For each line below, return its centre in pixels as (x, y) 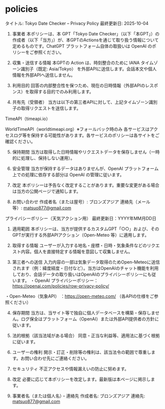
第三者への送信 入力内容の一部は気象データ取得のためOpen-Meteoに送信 (86, 262)
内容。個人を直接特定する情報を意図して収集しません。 (77, 252)
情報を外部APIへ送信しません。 (43, 75)
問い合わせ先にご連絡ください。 (57, 358)
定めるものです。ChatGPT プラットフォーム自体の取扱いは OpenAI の (82, 46)
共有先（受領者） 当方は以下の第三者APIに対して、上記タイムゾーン (80, 102)
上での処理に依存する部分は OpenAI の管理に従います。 (68, 174)
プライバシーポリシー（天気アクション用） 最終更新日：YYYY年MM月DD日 (81, 218)
